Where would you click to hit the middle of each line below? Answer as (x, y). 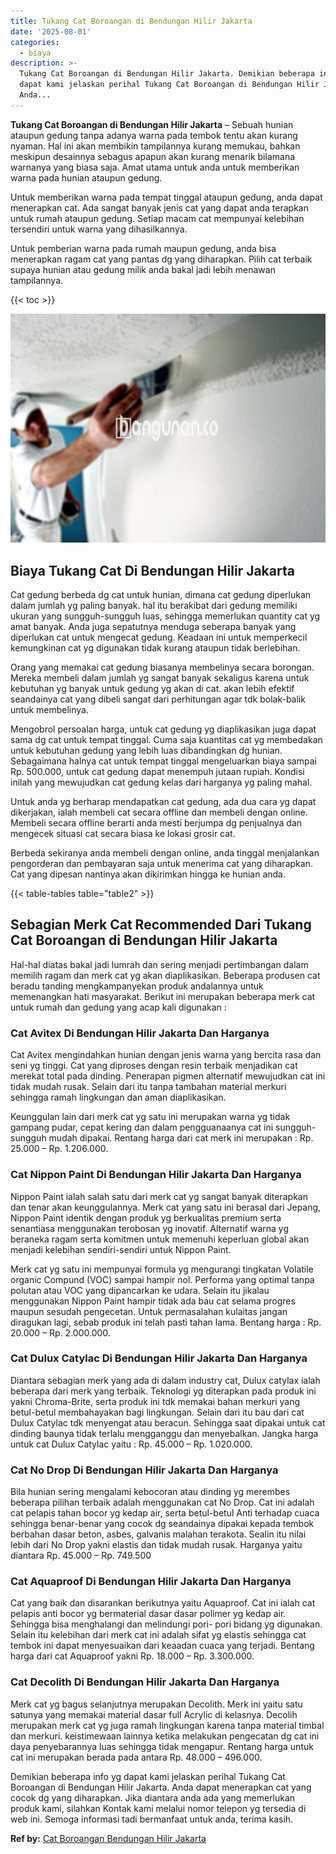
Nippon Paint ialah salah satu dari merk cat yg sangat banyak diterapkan (159, 1196)
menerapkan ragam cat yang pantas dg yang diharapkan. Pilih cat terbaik (161, 259)
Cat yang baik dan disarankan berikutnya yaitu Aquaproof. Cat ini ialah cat (163, 1603)
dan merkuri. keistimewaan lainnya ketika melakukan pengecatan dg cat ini (165, 1736)
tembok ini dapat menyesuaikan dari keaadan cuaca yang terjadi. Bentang (162, 1646)
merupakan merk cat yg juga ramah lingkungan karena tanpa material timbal (167, 1725)
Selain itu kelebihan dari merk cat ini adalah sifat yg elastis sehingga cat (158, 1635)
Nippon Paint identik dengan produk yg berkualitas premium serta (146, 1217)
